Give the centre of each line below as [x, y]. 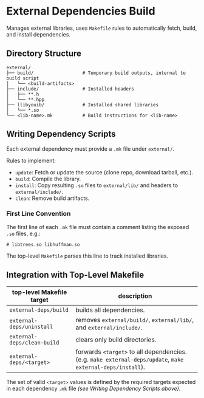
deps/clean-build [34, 342]
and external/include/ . [109, 328]
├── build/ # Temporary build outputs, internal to [96, 73]
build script [23, 78]
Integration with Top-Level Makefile [75, 275]
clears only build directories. [116, 340]
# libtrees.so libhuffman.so [43, 244]
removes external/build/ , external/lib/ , [135, 320]
